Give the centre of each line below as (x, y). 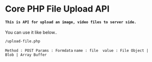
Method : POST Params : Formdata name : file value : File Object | (77, 51)
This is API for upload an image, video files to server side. (71, 22)
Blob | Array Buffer (26, 55)
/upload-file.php (23, 41)
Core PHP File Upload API (57, 9)
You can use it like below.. (31, 32)
